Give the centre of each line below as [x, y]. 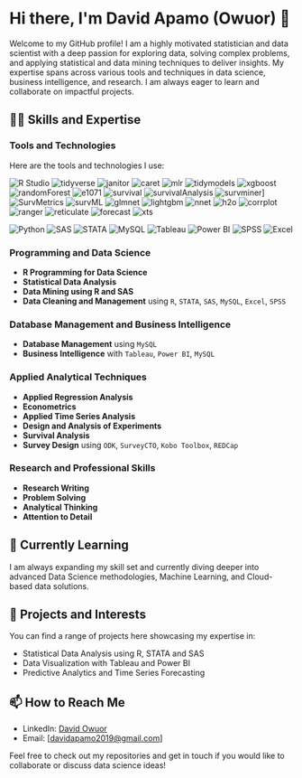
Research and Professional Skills [82, 468]
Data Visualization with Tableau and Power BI [106, 663]
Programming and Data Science [80, 252]
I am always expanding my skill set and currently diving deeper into [134, 567]
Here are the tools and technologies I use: [87, 165]
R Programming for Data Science [85, 272]
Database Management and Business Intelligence [120, 324]
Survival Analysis [56, 435]
